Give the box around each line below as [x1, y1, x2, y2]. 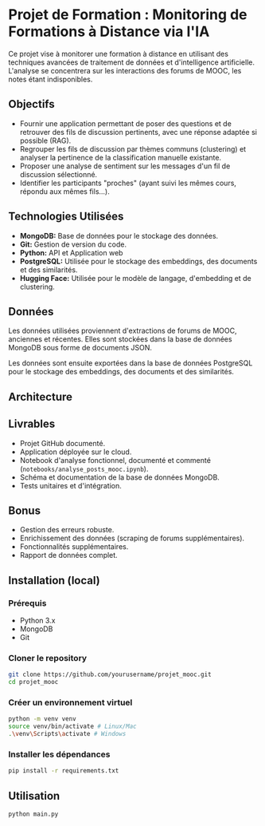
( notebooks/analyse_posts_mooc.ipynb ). [19, 464, 149, 473]
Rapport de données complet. [19, 551, 118, 560]
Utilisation [8, 788, 60, 803]
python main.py [8, 810, 59, 819]
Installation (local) [8, 573, 101, 587]
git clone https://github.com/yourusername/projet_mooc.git [8, 670, 212, 679]
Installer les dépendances [8, 749, 111, 760]
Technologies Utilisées [8, 210, 124, 223]
